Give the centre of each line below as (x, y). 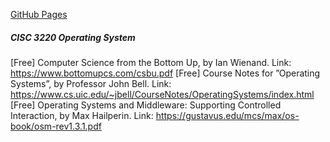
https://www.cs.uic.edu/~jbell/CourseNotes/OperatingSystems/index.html (162, 94)
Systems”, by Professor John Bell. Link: (91, 83)
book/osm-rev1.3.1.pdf (56, 126)
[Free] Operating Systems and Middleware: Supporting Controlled (146, 105)
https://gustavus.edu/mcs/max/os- (227, 115)
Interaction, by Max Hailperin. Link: (82, 115)
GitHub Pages (39, 14)
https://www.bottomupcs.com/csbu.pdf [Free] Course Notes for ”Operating (165, 73)
